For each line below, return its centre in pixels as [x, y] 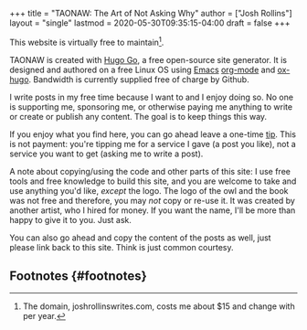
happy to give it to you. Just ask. [71, 219]
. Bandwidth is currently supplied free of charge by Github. [139, 79]
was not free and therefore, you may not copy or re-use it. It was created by [152, 200]
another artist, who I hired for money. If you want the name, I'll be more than [153, 210]
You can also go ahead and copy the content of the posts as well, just [140, 238]
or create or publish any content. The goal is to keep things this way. [138, 116]
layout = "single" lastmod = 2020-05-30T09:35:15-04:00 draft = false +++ [150, 23]
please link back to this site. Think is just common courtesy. [122, 247]
